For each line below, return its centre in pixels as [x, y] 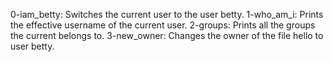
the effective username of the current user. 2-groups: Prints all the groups [163, 25]
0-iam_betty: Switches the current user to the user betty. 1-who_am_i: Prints [167, 14]
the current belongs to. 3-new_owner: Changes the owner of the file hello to [167, 35]
